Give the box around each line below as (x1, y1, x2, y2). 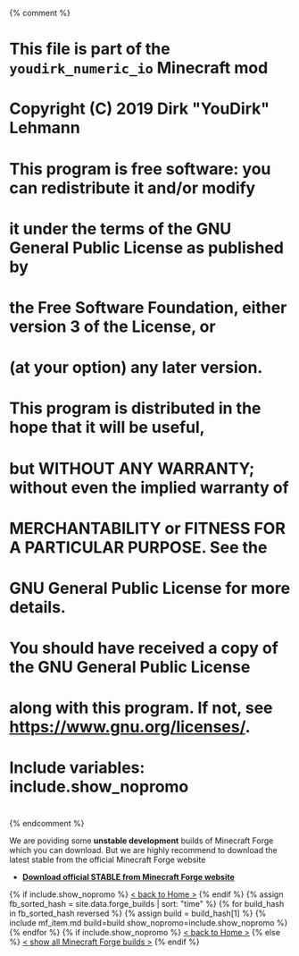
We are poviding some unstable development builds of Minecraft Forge (9, 835, 274, 846)
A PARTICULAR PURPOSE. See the (9, 537, 268, 557)
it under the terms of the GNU (9, 218, 232, 239)
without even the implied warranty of (9, 478, 289, 497)
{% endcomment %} (9, 817, 85, 828)
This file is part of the (9, 39, 171, 59)
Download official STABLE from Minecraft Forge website (21, 871, 235, 882)
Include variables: (9, 757, 145, 778)
